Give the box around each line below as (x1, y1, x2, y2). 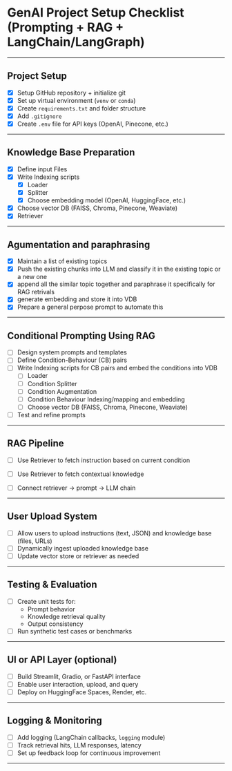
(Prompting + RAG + (7, 19, 124, 35)
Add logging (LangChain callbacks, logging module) (17, 733, 166, 741)
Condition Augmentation (27, 387, 97, 395)
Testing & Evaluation (7, 579, 98, 591)
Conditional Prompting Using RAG (7, 330, 155, 341)
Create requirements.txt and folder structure (17, 104, 146, 112)
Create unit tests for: (17, 597, 76, 605)
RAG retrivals (17, 288, 55, 296)
